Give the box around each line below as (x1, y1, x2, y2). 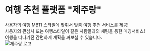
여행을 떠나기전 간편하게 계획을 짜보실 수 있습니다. (5, 34, 103, 40)
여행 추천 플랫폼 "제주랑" (5, 4, 102, 16)
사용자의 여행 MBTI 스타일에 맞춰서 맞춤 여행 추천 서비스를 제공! (5, 22, 129, 28)
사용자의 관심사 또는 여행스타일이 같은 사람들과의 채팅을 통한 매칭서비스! (5, 28, 145, 34)
